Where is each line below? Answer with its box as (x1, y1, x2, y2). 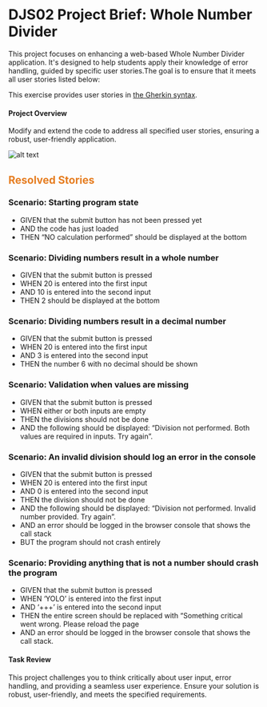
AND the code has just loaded (19, 224, 119, 233)
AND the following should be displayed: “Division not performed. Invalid (19, 503, 257, 513)
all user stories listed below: (8, 74, 101, 84)
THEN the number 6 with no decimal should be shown (19, 359, 198, 369)
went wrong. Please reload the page (19, 619, 140, 629)
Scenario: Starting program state (8, 197, 139, 209)
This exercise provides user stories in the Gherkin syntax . (8, 89, 197, 99)
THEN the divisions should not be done (19, 414, 149, 424)
